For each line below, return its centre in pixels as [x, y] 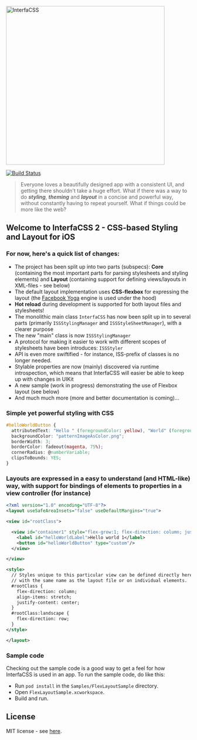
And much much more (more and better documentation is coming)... [97, 398]
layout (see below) [37, 391]
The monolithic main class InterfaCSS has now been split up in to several [103, 316]
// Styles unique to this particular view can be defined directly [96, 575]
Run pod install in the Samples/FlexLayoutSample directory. [86, 686]
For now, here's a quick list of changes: [63, 254]
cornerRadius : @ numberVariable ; [51, 453]
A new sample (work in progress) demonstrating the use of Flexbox [96, 385]
